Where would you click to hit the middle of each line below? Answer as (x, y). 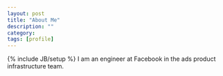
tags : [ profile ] (30, 39)
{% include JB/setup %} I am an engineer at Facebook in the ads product (111, 59)
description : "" (30, 26)
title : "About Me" (34, 20)
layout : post (26, 13)
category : (21, 33)
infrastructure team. (36, 66)
